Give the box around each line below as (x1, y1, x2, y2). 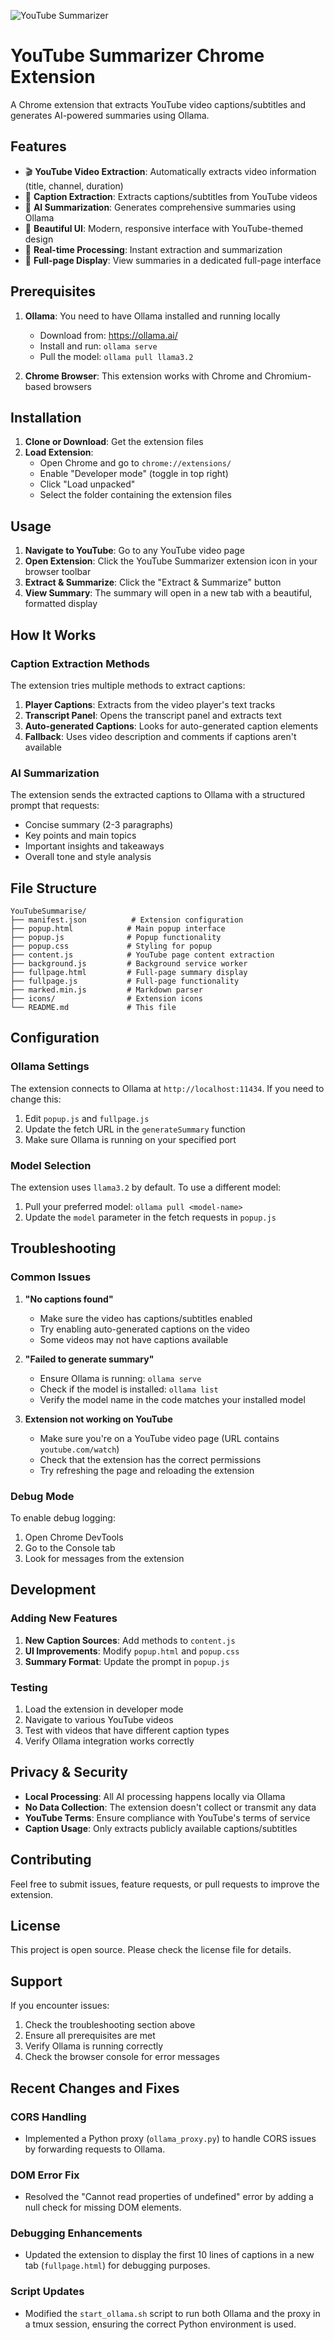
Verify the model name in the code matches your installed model (39, 1393, 306, 1405)
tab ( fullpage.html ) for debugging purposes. (24, 2260, 211, 2272)
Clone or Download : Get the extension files (24, 436, 204, 448)
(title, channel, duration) (24, 180, 124, 192)
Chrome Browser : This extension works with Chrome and (24, 370, 263, 382)
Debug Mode (10, 1489, 75, 1503)
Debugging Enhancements (10, 2226, 143, 2240)
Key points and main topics (24, 830, 137, 842)
